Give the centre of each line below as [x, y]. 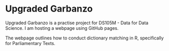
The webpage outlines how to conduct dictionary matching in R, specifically [84, 38]
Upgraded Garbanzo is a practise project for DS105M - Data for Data [77, 23]
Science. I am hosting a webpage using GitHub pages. [62, 28]
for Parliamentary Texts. [30, 43]
